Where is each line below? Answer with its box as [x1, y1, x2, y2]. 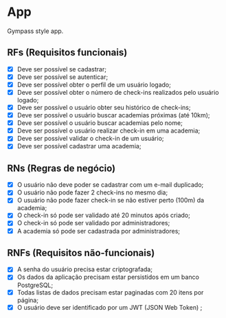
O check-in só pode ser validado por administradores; [16, 219, 170, 227]
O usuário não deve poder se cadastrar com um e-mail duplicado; [16, 181, 204, 189]
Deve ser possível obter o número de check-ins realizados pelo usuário [16, 88, 219, 96]
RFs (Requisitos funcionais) [7, 47, 128, 58]
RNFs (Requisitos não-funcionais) [7, 247, 155, 258]
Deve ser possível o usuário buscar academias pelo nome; [16, 119, 183, 127]
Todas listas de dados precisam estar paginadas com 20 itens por [16, 288, 204, 296]
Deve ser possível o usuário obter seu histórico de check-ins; [16, 104, 191, 111]
